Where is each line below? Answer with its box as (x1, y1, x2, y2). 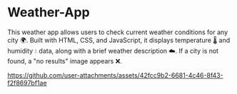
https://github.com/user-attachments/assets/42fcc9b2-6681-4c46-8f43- (7, 70, 223, 79)
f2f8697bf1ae (7, 78, 48, 87)
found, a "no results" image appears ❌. (7, 56, 123, 65)
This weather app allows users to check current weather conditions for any (7, 28, 228, 36)
